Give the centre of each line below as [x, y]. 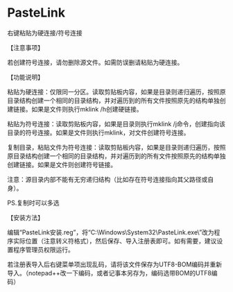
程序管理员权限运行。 [43, 249]
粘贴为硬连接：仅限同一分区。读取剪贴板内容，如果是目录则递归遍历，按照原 [116, 92]
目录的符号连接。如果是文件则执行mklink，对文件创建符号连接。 [98, 132]
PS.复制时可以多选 [33, 203]
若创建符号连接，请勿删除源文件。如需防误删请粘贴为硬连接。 [95, 62]
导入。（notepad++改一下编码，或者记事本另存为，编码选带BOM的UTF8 [109, 273]
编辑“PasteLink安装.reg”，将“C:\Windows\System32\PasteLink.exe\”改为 [111, 232]
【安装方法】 [25, 217]
